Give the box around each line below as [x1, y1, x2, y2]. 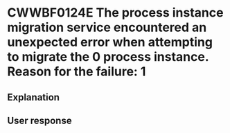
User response [7, 114, 72, 126]
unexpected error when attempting [7, 35, 213, 50]
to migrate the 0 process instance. [7, 49, 209, 65]
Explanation [7, 91, 60, 103]
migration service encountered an [7, 19, 207, 35]
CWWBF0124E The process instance [7, 5, 224, 21]
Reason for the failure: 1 [7, 64, 146, 80]
